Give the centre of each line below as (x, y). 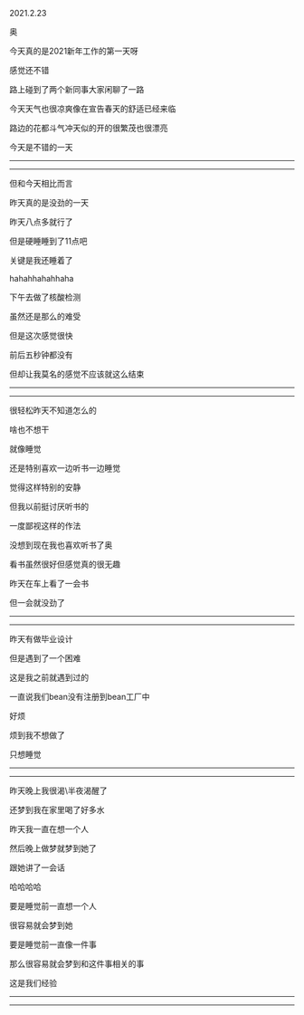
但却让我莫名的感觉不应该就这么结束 (77, 374)
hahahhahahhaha (42, 278)
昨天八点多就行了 (41, 222)
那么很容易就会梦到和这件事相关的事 (77, 964)
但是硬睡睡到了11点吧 (48, 241)
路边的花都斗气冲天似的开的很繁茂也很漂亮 (89, 128)
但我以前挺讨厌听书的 (49, 507)
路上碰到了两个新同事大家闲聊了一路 (77, 89)
